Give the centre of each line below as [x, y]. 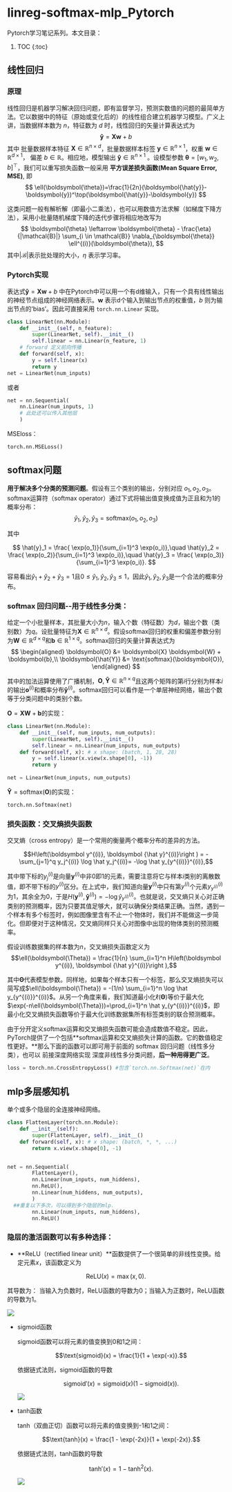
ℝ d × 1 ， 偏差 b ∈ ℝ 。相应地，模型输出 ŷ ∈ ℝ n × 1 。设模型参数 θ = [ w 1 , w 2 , [113, 158]
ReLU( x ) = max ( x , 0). [116, 1276]
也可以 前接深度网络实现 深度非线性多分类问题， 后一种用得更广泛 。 [117, 1055]
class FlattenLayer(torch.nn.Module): [63, 1122]
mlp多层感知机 [38, 1091]
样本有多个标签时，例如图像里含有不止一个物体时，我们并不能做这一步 [113, 915]
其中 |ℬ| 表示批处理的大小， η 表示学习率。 [66, 255]
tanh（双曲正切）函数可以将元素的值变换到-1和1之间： [94, 1425]
